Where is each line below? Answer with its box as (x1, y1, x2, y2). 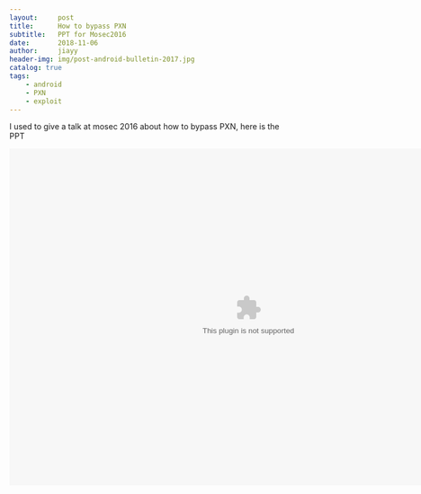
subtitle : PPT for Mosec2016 (9, 30, 127, 39)
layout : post (9, 13, 75, 22)
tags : (9, 72, 30, 81)
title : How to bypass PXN (9, 22, 127, 31)
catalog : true (9, 64, 63, 73)
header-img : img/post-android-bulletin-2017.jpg (9, 55, 195, 64)
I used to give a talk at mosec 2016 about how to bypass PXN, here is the (9, 121, 281, 132)
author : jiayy (9, 47, 78, 56)
